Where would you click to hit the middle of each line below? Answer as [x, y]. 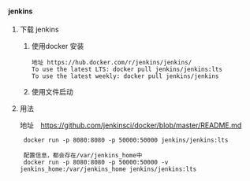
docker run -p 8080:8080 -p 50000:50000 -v [96, 163]
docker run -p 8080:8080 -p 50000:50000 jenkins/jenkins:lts [126, 140]
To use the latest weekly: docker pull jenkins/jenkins [125, 76]
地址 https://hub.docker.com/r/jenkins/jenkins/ [112, 63]
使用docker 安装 [58, 46]
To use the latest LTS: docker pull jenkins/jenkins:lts [127, 70]
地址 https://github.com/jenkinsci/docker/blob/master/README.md [131, 125]
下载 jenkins [39, 30]
